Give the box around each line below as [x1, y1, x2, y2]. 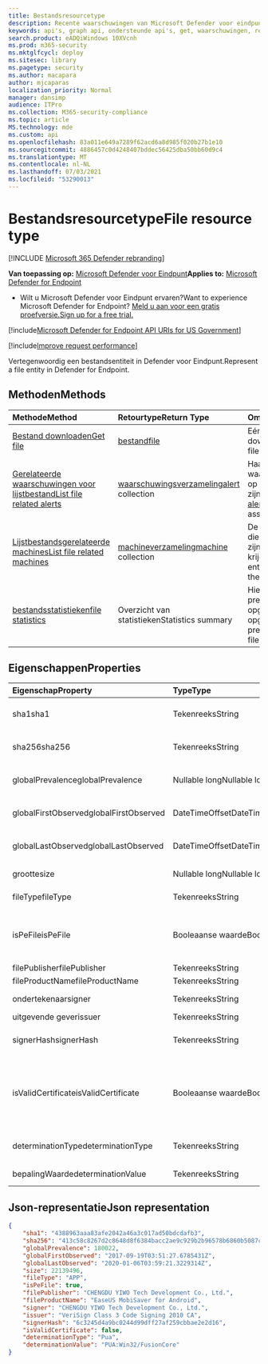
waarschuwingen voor [12, 478, 96, 489]
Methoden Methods [8, 388, 106, 402]
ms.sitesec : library [8, 57, 77, 65]
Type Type [172, 685, 211, 696]
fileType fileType [12, 891, 72, 902]
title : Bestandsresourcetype [8, 11, 105, 20]
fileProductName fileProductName [12, 975, 140, 986]
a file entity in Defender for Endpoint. [8, 365, 130, 374]
